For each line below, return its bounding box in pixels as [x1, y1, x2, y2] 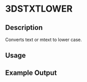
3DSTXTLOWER [5, 3, 73, 15]
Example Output [5, 68, 57, 77]
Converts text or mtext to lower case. [5, 36, 82, 43]
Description [5, 23, 43, 32]
